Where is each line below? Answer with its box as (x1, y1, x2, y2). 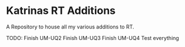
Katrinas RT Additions (6, 4, 116, 17)
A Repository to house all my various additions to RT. (6, 23, 134, 30)
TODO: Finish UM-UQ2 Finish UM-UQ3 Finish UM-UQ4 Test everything (6, 34, 180, 41)
